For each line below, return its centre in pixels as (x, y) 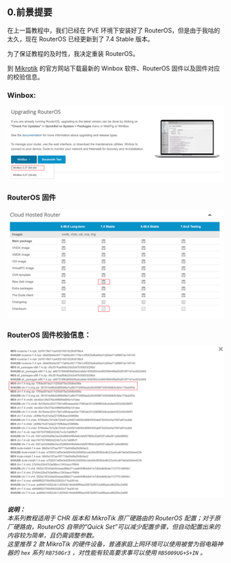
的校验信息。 (25, 77)
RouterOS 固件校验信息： (49, 335)
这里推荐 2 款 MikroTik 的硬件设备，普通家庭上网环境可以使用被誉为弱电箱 (112, 544)
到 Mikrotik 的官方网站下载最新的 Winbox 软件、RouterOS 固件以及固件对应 (114, 68)
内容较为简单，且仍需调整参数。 (52, 535)
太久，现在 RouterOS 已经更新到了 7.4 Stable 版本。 (80, 39)
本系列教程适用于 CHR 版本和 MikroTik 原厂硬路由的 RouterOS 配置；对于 (111, 518)
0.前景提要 (30, 12)
